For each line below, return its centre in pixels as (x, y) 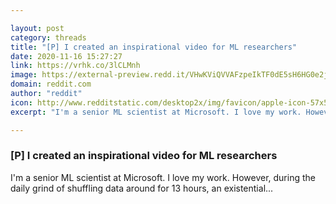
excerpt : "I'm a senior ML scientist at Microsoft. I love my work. (156, 112)
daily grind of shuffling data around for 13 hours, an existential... (142, 188)
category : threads (48, 37)
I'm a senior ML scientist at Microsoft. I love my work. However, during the (163, 177)
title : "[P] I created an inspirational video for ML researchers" (154, 47)
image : (24, 75)
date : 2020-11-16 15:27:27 (66, 56)
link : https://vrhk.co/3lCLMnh (75, 66)
